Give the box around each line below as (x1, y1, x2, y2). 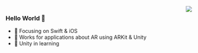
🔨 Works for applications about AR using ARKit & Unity (14, 34, 147, 41)
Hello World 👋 (5, 14, 46, 22)
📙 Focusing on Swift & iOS (14, 28, 78, 35)
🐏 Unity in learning (14, 40, 60, 47)
